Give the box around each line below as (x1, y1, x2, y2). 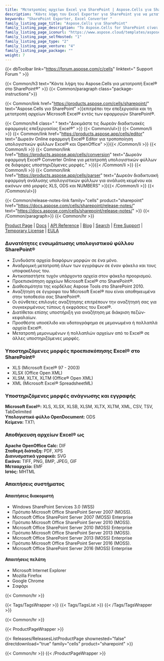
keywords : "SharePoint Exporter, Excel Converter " (5, 16, 112, 21)
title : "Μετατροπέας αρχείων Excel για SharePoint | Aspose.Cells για (5, 7, 152, 12)
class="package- (98, 86, 133, 92)
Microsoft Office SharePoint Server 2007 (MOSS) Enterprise (12, 514, 133, 520)
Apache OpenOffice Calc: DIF (5, 442, 66, 448)
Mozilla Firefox (12, 572, 42, 578)
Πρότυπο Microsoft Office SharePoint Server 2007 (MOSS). (12, 509, 132, 515)
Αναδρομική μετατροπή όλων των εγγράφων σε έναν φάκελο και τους (12, 262, 157, 268)
